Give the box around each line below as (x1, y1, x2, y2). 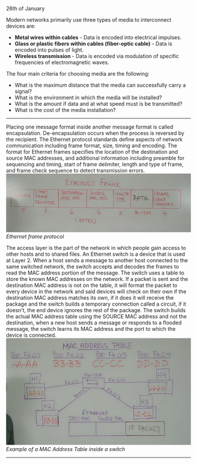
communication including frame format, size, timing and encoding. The (6, 142, 178, 149)
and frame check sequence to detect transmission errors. (6, 167, 145, 174)
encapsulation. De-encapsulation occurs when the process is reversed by (6, 130, 185, 137)
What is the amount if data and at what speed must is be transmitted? (14, 100, 183, 107)
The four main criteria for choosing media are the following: (6, 70, 150, 77)
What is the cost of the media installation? (14, 107, 116, 113)
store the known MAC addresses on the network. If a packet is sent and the (6, 275, 189, 282)
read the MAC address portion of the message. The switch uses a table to (6, 269, 185, 276)
